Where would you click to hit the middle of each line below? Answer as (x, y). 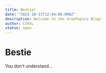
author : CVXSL (20, 23)
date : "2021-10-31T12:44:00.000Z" (40, 14)
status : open (18, 28)
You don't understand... (29, 66)
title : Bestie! (21, 10)
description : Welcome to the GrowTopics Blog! (53, 19)
